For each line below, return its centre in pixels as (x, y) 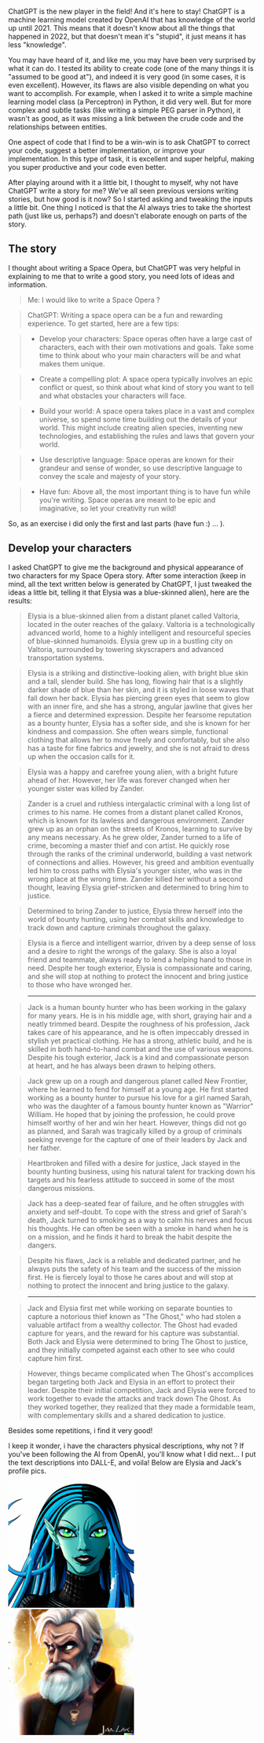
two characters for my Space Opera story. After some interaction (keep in (127, 575)
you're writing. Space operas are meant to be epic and (127, 499)
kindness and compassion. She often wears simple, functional (128, 731)
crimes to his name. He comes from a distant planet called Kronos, (135, 812)
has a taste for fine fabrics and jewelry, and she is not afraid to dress (138, 748)
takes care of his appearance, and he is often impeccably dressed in (138, 1032)
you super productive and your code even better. (87, 167)
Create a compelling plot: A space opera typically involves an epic (146, 379)
